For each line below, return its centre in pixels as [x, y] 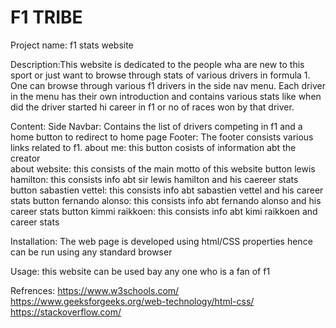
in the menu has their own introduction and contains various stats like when [166, 96]
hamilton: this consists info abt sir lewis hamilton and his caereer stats [154, 179]
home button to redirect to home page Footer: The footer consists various [162, 137]
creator [25, 158]
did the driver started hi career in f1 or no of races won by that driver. [152, 107]
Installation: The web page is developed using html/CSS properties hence [161, 241]
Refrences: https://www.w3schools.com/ [95, 290]
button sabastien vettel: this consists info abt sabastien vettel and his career [167, 190]
